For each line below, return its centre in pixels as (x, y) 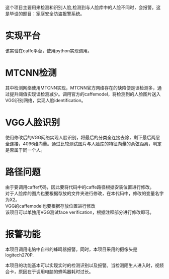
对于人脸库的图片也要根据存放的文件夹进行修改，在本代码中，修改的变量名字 (84, 193)
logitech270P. (20, 255)
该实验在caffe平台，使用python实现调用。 (49, 51)
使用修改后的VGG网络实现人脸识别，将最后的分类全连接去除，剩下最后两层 (83, 137)
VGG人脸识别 (33, 123)
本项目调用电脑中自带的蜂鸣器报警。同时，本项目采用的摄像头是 (71, 249)
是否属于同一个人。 (25, 150)
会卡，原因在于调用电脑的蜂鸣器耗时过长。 (49, 271)
